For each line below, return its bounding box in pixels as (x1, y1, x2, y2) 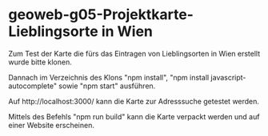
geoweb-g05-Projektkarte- (8, 6, 194, 24)
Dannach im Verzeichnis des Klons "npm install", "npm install (8, 72, 210, 82)
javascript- (210, 72, 246, 82)
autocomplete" (8, 81, 58, 91)
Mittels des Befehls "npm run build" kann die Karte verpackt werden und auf (8, 111, 260, 121)
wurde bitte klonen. (8, 57, 72, 67)
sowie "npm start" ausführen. (58, 81, 156, 91)
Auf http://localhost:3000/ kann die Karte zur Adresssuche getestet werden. (8, 96, 260, 106)
